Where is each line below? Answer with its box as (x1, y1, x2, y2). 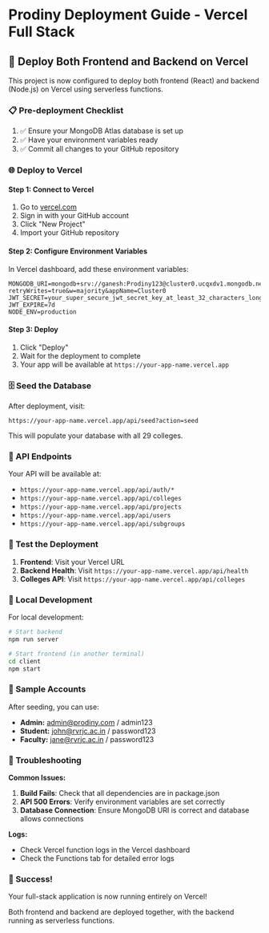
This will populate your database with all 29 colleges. (8, 431, 183, 440)
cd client (8, 657, 42, 665)
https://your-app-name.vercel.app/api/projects (19, 503, 182, 511)
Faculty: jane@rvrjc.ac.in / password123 (19, 734, 155, 744)
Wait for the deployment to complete (19, 351, 142, 360)
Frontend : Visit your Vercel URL (19, 557, 126, 566)
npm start (8, 664, 42, 673)
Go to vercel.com (19, 202, 78, 212)
